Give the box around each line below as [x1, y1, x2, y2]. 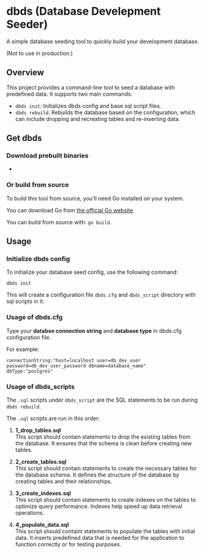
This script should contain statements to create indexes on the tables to [15, 496, 196, 504]
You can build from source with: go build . [6, 218, 112, 225]
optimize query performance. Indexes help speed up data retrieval [15, 502, 182, 510]
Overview [6, 68, 45, 78]
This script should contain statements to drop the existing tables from [15, 433, 191, 440]
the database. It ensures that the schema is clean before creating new [15, 440, 192, 447]
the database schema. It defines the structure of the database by [15, 471, 179, 478]
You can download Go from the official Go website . [6, 206, 135, 214]
